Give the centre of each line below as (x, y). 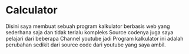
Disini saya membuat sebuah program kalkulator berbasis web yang (88, 26)
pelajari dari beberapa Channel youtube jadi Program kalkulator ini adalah (94, 38)
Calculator (31, 10)
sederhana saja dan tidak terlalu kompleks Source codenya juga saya (89, 32)
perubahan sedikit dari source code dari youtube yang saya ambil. (86, 45)
